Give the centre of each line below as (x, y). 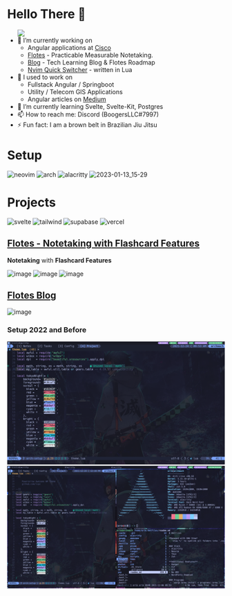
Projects (32, 203)
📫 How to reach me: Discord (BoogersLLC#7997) (88, 114)
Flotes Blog (32, 296)
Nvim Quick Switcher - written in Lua (80, 69)
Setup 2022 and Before (47, 330)
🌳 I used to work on (45, 77)
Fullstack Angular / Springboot (71, 84)
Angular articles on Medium (67, 99)
